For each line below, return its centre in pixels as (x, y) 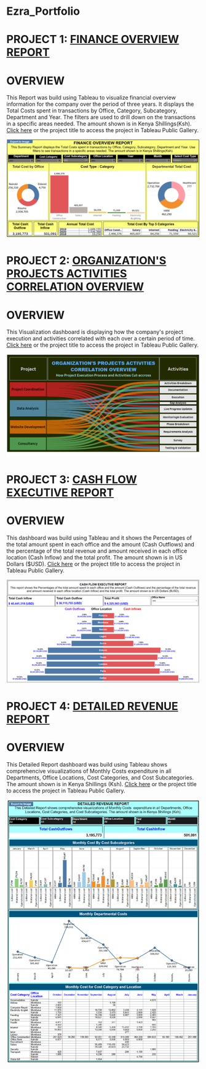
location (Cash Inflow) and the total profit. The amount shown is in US (95, 557)
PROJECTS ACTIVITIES (67, 274)
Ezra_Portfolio (43, 11)
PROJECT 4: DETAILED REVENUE (92, 706)
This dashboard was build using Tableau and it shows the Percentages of (99, 538)
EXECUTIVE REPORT (60, 492)
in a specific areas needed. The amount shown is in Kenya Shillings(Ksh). (99, 124)
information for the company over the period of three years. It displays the (100, 104)
